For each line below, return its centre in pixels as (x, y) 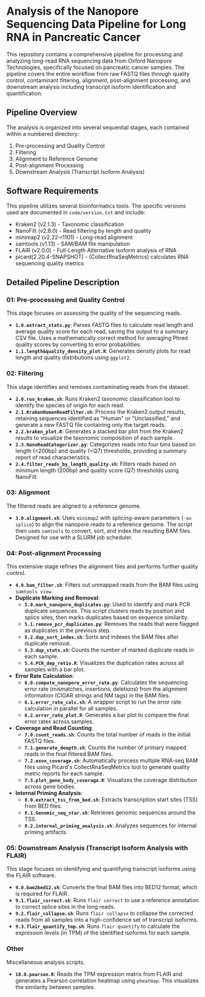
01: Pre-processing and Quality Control (66, 299)
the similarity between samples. (55, 987)
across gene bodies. (50, 787)
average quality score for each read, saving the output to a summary (102, 331)
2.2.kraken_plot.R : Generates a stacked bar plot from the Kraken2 (99, 431)
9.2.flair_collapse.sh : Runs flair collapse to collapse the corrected (104, 913)
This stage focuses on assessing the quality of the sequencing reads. (94, 313)
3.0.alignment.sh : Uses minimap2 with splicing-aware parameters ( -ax (103, 517)
